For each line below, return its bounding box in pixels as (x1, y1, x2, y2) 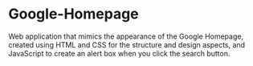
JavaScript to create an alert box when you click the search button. (8, 48, 231, 58)
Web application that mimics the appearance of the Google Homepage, (8, 31, 243, 41)
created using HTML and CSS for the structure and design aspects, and (8, 39, 246, 49)
